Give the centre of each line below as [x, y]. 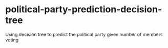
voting [12, 40]
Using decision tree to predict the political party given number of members [84, 34]
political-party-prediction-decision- [84, 9]
